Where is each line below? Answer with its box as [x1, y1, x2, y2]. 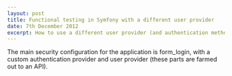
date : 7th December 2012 [7, 23, 79, 29]
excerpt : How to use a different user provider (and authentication [7, 29, 209, 36]
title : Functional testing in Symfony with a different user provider [7, 16, 215, 23]
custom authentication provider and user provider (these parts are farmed [7, 55, 217, 64]
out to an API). [7, 62, 48, 71]
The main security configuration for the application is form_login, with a [7, 48, 211, 56]
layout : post [7, 10, 45, 17]
